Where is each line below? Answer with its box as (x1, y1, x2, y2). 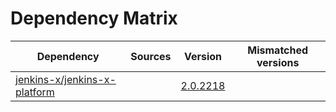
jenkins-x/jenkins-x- (15, 72, 117, 86)
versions (256, 55, 300, 69)
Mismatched (247, 43, 309, 57)
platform (15, 85, 55, 99)
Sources (130, 49, 172, 63)
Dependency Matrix (10, 7, 178, 30)
